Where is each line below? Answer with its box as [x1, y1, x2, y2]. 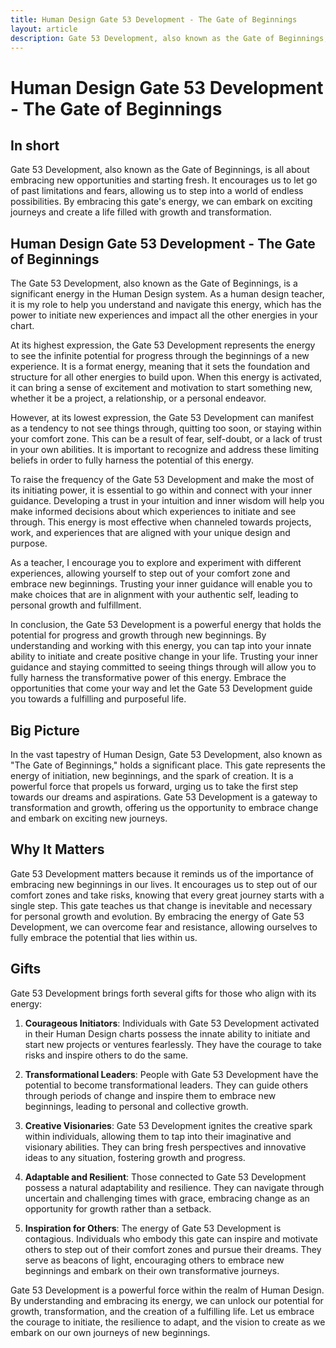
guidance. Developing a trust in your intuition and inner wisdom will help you [10, 495, 325, 507]
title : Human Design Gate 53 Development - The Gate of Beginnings [10, 14, 298, 25]
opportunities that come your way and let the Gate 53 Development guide [10, 682, 313, 695]
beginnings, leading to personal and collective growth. [24, 1100, 249, 1112]
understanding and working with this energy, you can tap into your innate [10, 640, 312, 652]
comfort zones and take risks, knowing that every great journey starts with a [10, 889, 325, 901]
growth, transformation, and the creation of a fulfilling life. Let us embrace [10, 1305, 315, 1317]
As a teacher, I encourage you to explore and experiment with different [10, 557, 302, 569]
